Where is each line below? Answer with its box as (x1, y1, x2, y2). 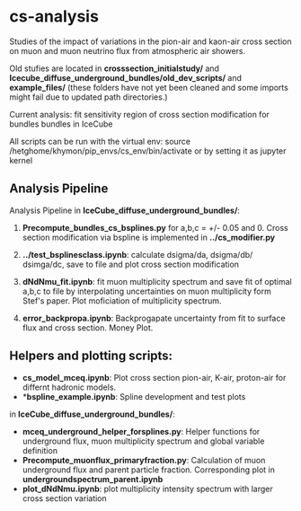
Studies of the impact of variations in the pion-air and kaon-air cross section (9, 36, 292, 47)
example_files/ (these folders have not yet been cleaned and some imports (9, 82, 289, 93)
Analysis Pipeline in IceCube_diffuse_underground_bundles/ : (9, 205, 241, 216)
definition (22, 445, 58, 455)
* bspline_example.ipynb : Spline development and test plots (22, 391, 246, 401)
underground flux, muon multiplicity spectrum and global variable (22, 436, 265, 446)
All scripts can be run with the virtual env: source (9, 136, 191, 146)
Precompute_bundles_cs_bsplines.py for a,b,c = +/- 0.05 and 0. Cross (22, 222, 289, 233)
